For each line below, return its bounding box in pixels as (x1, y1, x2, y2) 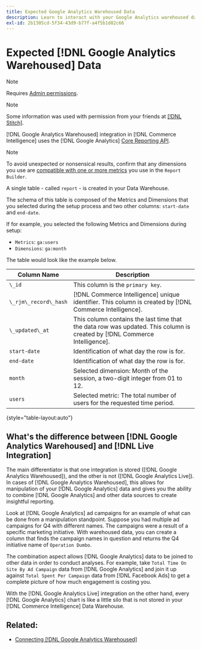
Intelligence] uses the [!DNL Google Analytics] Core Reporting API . (6, 137, 170, 144)
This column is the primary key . (73, 281, 162, 289)
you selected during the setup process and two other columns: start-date (6, 203, 190, 210)
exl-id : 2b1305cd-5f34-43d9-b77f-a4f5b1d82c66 (6, 20, 124, 26)
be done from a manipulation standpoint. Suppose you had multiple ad (6, 516, 179, 523)
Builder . (6, 173, 27, 180)
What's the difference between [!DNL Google (6, 431, 178, 441)
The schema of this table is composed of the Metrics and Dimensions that (6, 196, 188, 203)
